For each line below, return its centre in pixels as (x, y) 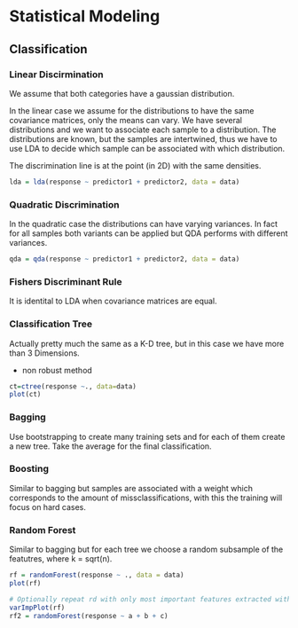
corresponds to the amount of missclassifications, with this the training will (146, 498)
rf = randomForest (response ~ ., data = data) (97, 575)
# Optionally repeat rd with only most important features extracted (141, 599)
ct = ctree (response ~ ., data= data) (73, 386)
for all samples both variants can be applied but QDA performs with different (149, 233)
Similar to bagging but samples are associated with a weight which (131, 488)
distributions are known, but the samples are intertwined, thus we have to (143, 138)
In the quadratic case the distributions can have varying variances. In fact (143, 224)
